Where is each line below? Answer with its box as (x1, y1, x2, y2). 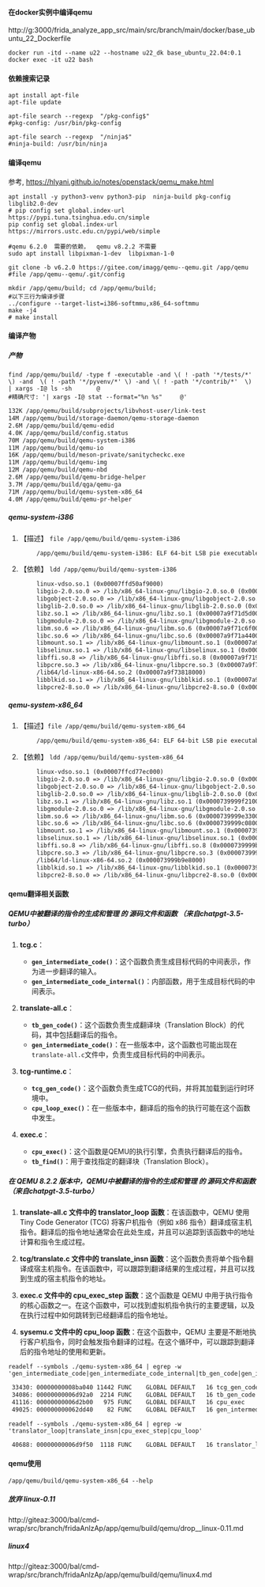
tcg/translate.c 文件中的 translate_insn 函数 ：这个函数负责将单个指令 (19, 1254, 247, 1263)
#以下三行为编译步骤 (8, 293, 65, 301)
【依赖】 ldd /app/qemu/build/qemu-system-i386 (19, 564, 177, 574)
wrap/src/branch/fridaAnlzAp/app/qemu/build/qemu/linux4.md (8, 1570, 213, 1579)
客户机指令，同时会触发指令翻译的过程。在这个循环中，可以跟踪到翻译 (26, 1337, 255, 1346)
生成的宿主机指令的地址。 (26, 1274, 110, 1283)
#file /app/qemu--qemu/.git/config (8, 270, 125, 278)
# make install (8, 313, 58, 321)
